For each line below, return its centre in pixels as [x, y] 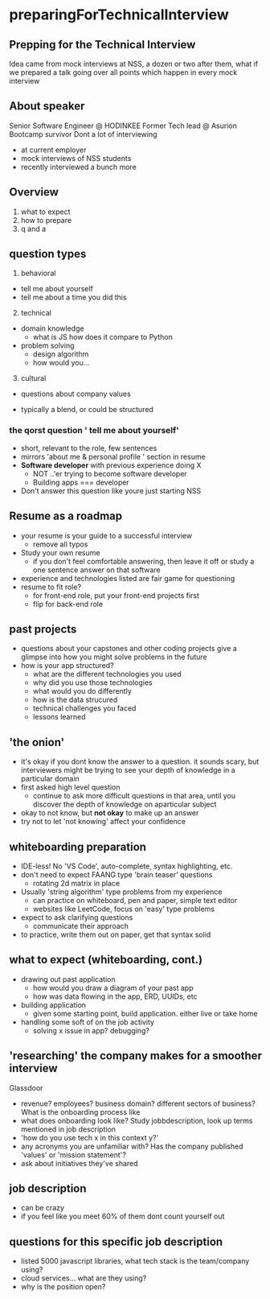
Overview [34, 192]
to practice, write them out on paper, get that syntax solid [116, 934]
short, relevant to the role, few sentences [89, 447]
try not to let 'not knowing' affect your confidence [103, 822]
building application [53, 1004]
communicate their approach [81, 926]
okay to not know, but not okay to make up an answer [110, 813]
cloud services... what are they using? [84, 1278]
